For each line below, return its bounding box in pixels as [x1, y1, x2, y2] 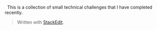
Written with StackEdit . [16, 19, 64, 25]
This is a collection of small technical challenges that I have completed [6, 4, 152, 10]
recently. [4, 9, 23, 15]
